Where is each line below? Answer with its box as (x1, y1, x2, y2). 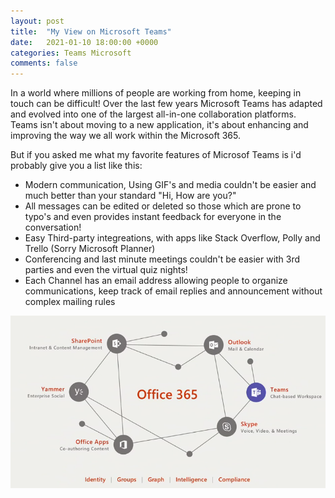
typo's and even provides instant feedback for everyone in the (24, 211, 282, 223)
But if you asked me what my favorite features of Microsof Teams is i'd (10, 149, 302, 161)
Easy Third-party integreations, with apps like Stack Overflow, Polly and (24, 232, 321, 244)
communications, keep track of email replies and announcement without (24, 285, 323, 297)
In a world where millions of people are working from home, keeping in (10, 87, 302, 99)
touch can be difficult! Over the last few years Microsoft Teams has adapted (10, 98, 323, 110)
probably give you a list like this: (10, 160, 143, 172)
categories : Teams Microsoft (10, 48, 132, 58)
